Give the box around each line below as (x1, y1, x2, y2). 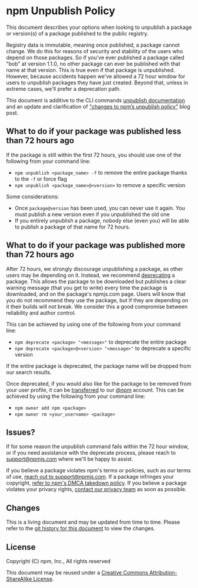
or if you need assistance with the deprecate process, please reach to (6, 449, 176, 456)
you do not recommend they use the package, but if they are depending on (6, 296, 189, 303)
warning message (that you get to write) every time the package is (6, 284, 168, 291)
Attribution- (149, 569, 178, 576)
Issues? (6, 427, 35, 437)
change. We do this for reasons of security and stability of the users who (6, 47, 183, 54)
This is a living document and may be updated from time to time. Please (6, 518, 180, 526)
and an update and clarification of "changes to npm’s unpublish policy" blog (6, 103, 190, 110)
